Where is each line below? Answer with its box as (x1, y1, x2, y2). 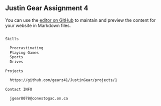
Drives (9, 59, 23, 64)
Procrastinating (9, 45, 43, 50)
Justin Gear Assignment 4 (5, 4, 88, 12)
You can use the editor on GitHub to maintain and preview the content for (5, 17, 156, 23)
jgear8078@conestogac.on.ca (9, 96, 68, 101)
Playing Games (9, 50, 39, 55)
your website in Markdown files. (5, 22, 71, 28)
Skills (5, 36, 19, 41)
